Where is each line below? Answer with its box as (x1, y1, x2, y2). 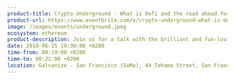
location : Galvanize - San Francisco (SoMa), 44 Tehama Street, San (7, 62, 211, 69)
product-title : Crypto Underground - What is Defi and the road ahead (7, 10, 218, 17)
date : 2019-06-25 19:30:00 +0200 (7, 42, 105, 49)
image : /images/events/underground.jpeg (7, 23, 127, 30)
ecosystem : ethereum (7, 29, 68, 37)
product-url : (7, 17, 45, 24)
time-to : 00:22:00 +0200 (7, 56, 80, 63)
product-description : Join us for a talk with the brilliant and (7, 36, 201, 43)
